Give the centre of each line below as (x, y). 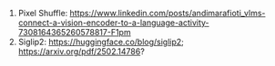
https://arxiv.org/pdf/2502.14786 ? (81, 52)
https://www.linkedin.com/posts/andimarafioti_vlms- (168, 13)
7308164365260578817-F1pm (74, 32)
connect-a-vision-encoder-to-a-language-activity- (113, 23)
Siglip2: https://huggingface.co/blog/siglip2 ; (101, 42)
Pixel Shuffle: (43, 13)
